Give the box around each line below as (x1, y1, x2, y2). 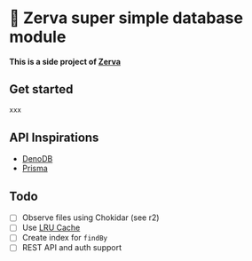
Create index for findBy (21, 233, 108, 243)
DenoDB (21, 154, 53, 164)
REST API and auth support (21, 242, 122, 253)
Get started (9, 82, 74, 97)
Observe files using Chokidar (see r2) (21, 212, 160, 223)
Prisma (21, 163, 49, 174)
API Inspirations (9, 130, 99, 146)
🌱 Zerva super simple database (9, 8, 244, 28)
